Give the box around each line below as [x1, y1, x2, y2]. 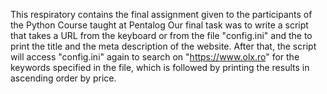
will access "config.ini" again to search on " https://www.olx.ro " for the [10, 51, 300, 63]
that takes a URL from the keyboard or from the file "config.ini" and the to [10, 30, 313, 41]
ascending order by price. [10, 72, 117, 84]
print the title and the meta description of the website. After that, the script [10, 40, 317, 52]
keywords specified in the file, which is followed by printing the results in [10, 62, 310, 73]
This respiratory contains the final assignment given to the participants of [10, 9, 313, 20]
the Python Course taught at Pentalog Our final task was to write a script [10, 19, 309, 31]
